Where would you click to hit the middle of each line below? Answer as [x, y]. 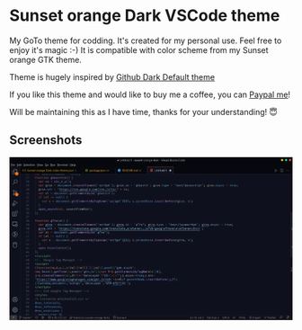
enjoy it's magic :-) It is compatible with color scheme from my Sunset [139, 49]
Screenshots [46, 140]
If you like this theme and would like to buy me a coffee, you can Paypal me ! [150, 94]
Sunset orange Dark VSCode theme [145, 16]
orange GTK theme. [46, 59]
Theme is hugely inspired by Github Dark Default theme [112, 76]
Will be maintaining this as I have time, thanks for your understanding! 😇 [144, 111]
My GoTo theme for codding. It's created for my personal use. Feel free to [146, 40]
